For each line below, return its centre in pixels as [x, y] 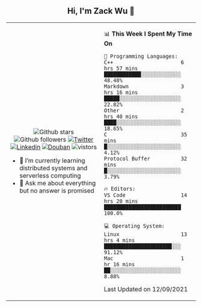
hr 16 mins [120, 264]
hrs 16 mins [121, 92]
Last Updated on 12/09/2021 [146, 289]
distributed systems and [54, 168]
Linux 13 [146, 234]
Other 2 [144, 110]
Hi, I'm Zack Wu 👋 [101, 11]
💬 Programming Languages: [141, 56]
